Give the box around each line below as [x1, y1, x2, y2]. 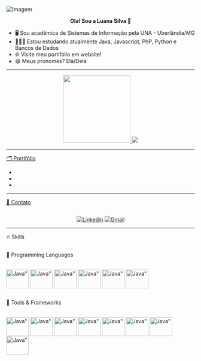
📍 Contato [6, 199, 31, 205]
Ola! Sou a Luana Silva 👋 [69, 17, 132, 24]
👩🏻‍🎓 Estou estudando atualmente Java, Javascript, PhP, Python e [14, 38, 177, 45]
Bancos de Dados [14, 44, 59, 51]
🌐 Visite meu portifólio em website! [14, 51, 102, 58]
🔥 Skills [6, 233, 25, 240]
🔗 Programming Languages [6, 251, 74, 258]
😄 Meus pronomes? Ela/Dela [14, 58, 87, 64]
